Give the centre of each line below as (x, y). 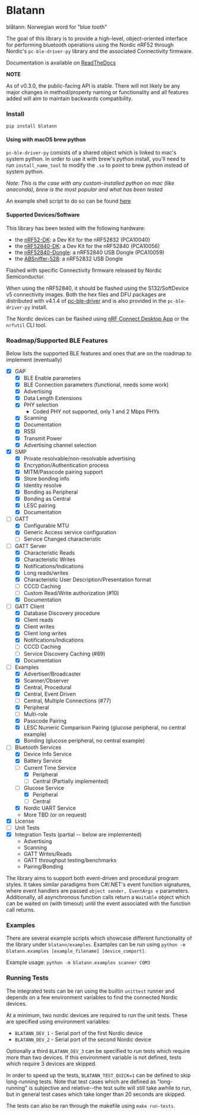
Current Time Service (50, 767)
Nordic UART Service (50, 808)
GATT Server (31, 546)
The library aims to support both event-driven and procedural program (92, 878)
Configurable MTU (46, 526)
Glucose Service (44, 788)
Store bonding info (46, 478)
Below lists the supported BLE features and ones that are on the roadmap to (99, 353)
